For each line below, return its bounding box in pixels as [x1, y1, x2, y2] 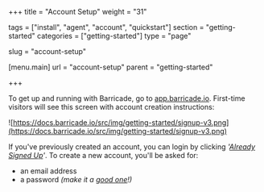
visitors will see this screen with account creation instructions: [8, 102, 215, 111]
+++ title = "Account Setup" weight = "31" [8, 7, 147, 16]
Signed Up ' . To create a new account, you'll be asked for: [8, 151, 199, 160]
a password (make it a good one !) [19, 175, 133, 184]
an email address [19, 166, 77, 176]
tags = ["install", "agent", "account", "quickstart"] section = [8, 23, 204, 31]
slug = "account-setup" [8, 47, 87, 56]
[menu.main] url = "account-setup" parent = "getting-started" [8, 62, 213, 72]
